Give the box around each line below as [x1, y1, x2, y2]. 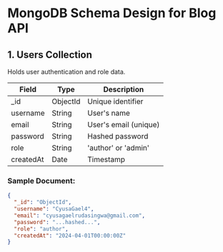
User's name [87, 109, 131, 118]
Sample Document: [7, 176, 76, 186]
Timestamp [87, 155, 126, 164]
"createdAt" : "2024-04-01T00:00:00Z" [14, 232, 127, 239]
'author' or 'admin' [87, 143, 150, 153]
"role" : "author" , [14, 225, 69, 233]
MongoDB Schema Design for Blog [7, 5, 217, 21]
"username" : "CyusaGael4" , [14, 206, 94, 213]
